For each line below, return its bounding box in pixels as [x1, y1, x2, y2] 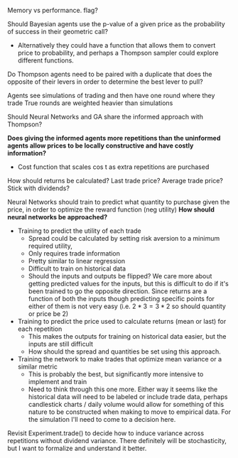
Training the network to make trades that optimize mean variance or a [17, 355, 222, 363]
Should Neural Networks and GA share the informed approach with [7, 113, 204, 121]
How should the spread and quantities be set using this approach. [28, 347, 222, 356]
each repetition [17, 325, 63, 333]
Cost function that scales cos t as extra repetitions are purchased [17, 163, 210, 171]
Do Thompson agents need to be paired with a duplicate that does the [7, 70, 212, 78]
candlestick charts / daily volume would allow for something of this [28, 400, 225, 408]
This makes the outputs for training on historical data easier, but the [28, 332, 227, 340]
